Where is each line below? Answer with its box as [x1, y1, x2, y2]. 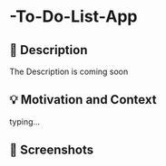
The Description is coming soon [9, 66, 129, 77]
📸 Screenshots [9, 143, 94, 158]
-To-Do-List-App [9, 6, 138, 27]
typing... [9, 115, 41, 127]
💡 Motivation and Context [9, 92, 157, 107]
